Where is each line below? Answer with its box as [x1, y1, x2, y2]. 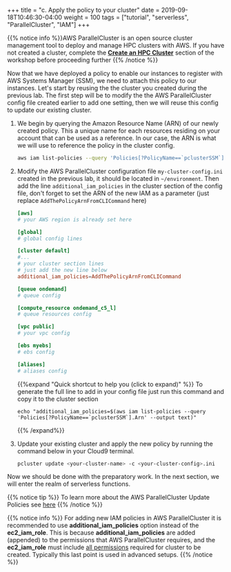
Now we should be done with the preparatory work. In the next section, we [7, 473, 219, 481]
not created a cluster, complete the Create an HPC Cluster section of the [7, 48, 215, 57]
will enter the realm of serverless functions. [7, 480, 131, 489]
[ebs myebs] [17, 342, 52, 349]
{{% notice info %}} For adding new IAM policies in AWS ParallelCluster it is [7, 514, 222, 522]
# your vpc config [17, 330, 70, 337]
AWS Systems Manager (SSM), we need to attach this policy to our [7, 77, 197, 85]
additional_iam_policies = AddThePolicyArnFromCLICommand [17, 273, 181, 280]
